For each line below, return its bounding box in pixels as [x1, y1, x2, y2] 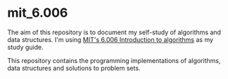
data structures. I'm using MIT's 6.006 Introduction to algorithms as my [7, 35, 213, 43]
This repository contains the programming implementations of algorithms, [7, 56, 221, 64]
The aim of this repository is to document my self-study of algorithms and [7, 28, 222, 36]
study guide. [7, 43, 44, 51]
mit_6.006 [7, 5, 68, 21]
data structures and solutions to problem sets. [7, 64, 141, 72]
